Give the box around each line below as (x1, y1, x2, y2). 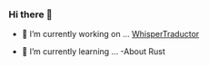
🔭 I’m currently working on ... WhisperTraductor (21, 29, 200, 40)
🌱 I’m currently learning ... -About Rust (21, 46, 165, 57)
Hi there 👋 (8, 8, 54, 21)
